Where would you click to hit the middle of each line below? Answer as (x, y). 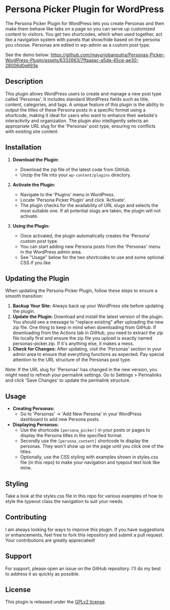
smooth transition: (24, 296)
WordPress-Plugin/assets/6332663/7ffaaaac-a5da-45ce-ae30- (72, 60)
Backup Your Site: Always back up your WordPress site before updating (88, 306)
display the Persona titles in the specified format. (71, 436)
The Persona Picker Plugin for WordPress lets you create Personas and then (85, 23)
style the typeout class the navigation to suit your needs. (64, 501)
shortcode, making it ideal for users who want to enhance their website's (81, 115)
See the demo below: (27, 55)
